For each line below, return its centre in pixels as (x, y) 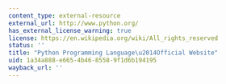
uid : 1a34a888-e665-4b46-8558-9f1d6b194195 (83, 61)
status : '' (27, 46)
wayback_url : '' (36, 68)
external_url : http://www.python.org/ (73, 23)
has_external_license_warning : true (70, 30)
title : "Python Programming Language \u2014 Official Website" (113, 53)
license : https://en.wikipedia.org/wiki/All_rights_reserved (113, 38)
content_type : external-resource (65, 16)
